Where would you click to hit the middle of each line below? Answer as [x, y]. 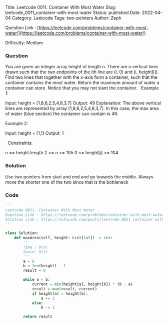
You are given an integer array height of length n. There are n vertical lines [82, 67]
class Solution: [22, 233]
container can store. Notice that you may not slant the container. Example [82, 88]
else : [37, 303]
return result [38, 317]
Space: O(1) [36, 252]
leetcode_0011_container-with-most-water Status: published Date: [73, 13]
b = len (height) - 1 [44, 266]
